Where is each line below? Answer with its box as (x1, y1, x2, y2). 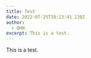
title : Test (6, 8, 35, 15)
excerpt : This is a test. (6, 30, 69, 36)
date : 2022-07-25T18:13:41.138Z (6, 14, 85, 20)
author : (6, 19, 25, 25)
